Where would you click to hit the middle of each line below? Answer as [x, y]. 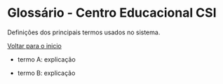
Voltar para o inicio [34, 45]
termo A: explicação [46, 59]
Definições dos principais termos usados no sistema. [84, 32]
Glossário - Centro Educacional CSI [112, 13]
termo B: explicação [46, 73]
